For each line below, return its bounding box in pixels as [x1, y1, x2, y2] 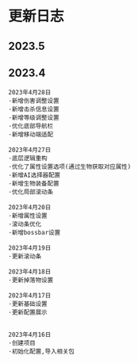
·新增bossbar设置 [8, 229, 61, 237]
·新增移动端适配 [8, 131, 54, 139]
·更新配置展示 [8, 308, 48, 317]
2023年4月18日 [8, 268, 52, 276]
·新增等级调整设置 [8, 114, 59, 122]
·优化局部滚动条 [8, 188, 54, 197]
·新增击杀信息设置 [8, 105, 59, 113]
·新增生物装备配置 [8, 180, 59, 188]
